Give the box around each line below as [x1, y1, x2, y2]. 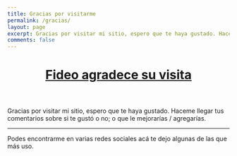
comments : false [7, 37, 55, 44]
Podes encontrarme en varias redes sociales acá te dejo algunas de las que [7, 135, 227, 143]
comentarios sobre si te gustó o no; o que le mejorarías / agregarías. [7, 114, 207, 123]
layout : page [7, 23, 46, 30]
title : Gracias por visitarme [7, 10, 97, 18]
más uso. [7, 142, 34, 150]
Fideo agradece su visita [45, 67, 192, 83]
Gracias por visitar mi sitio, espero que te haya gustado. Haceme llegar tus [7, 107, 224, 115]
